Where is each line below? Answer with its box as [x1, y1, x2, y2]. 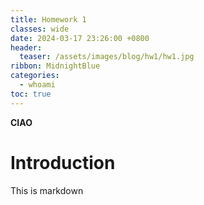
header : [10, 42, 43, 53]
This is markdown [10, 184, 84, 196]
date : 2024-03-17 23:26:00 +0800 [10, 33, 150, 43]
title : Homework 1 [10, 14, 87, 25]
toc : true [10, 89, 52, 99]
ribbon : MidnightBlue [10, 61, 101, 71]
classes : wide [10, 24, 70, 34]
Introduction [10, 151, 116, 174]
